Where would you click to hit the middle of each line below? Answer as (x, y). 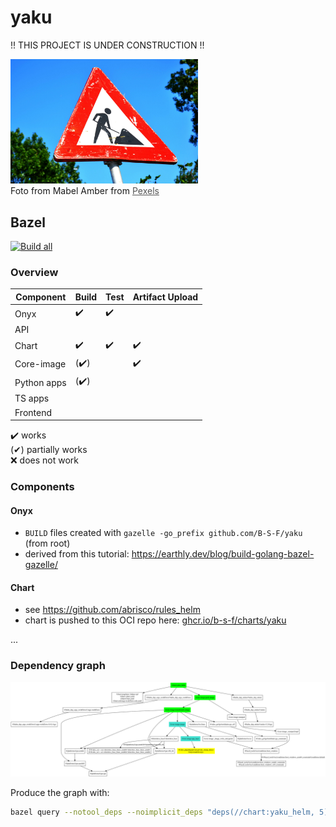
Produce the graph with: (60, 793)
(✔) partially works (49, 450)
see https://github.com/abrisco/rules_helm (112, 610)
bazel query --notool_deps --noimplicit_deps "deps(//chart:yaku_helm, (162, 812)
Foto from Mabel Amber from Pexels (85, 191)
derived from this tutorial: (77, 554)
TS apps (32, 398)
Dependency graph (58, 666)
